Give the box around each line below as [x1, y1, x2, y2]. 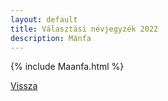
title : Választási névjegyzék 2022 [10, 24, 159, 34]
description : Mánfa [10, 33, 92, 43]
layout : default [10, 14, 78, 25]
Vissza [10, 80, 38, 92]
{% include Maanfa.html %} [10, 61, 125, 73]
